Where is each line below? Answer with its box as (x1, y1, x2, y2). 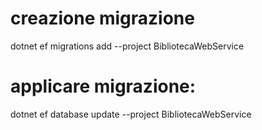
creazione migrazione (10, 7, 195, 30)
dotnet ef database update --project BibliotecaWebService (10, 108, 252, 120)
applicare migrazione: (10, 75, 197, 98)
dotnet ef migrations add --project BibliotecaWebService (10, 40, 245, 52)
